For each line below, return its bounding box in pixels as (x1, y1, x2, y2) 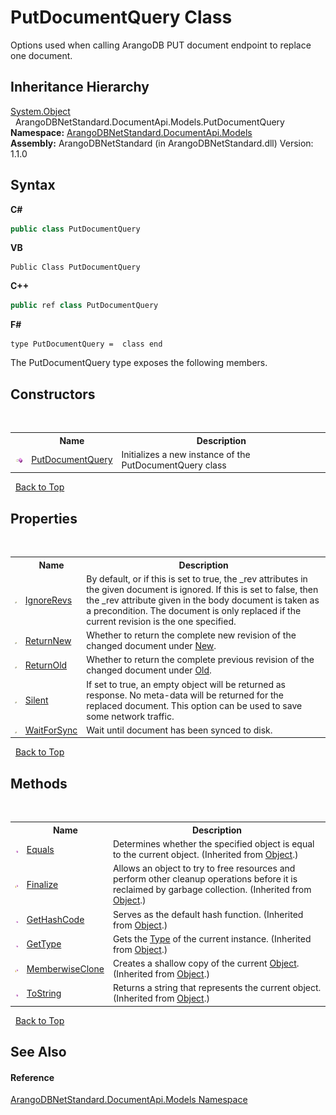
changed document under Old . (86, 664, 212, 676)
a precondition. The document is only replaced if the (86, 604, 302, 616)
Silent (24, 694, 49, 706)
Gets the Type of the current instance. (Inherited (112, 932, 312, 945)
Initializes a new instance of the (121, 448, 251, 460)
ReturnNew (24, 634, 72, 646)
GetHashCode (26, 914, 85, 925)
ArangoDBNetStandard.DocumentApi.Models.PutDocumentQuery (14, 116, 285, 128)
